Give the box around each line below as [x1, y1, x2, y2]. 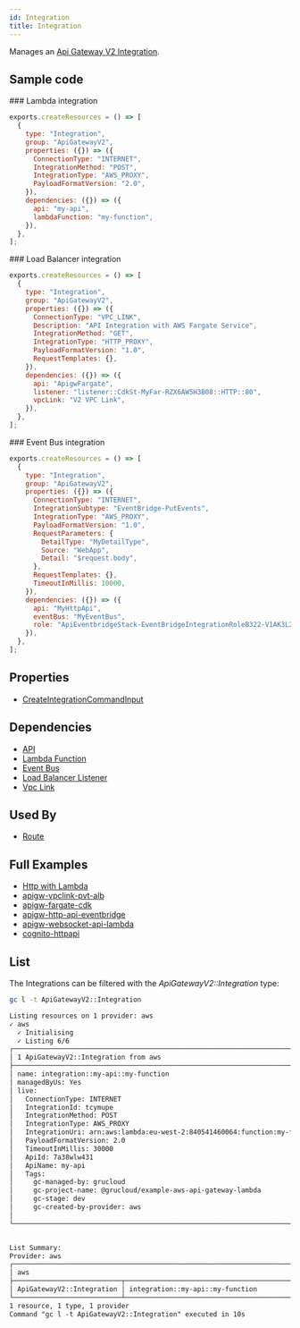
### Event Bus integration [9, 436, 105, 447]
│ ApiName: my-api [9, 1161, 87, 1170]
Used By [9, 807, 57, 823]
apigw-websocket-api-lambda [21, 918, 134, 930]
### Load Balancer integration [9, 254, 121, 265]
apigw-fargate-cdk [21, 900, 92, 910]
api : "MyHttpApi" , [32, 604, 102, 613]
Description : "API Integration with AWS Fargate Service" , [32, 321, 257, 330]
